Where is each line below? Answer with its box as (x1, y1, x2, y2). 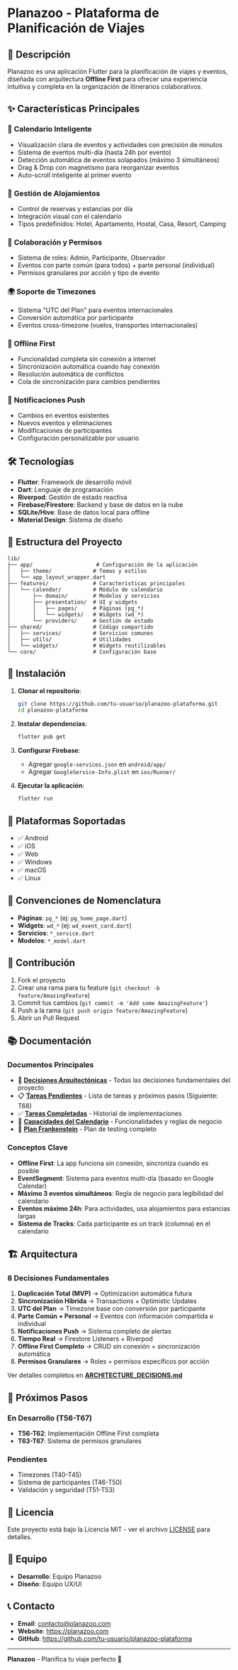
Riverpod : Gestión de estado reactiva (17, 493, 127, 501)
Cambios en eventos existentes (17, 411, 110, 420)
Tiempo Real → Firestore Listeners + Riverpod (17, 1334, 154, 1343)
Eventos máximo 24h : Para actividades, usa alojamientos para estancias (17, 1204, 231, 1213)
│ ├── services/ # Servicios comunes (7, 629, 154, 637)
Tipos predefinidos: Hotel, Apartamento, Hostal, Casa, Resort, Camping (17, 219, 227, 228)
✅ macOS (17, 865, 47, 874)
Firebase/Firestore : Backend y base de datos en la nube (17, 500, 183, 509)
